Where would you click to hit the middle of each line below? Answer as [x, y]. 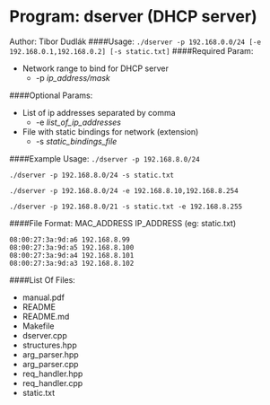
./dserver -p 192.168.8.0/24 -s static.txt [92, 175]
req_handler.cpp [52, 383]
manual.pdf [44, 297]
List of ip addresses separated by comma [99, 112]
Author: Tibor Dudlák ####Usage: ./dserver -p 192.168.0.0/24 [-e [135, 41]
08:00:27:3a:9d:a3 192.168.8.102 [72, 263]
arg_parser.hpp [50, 354]
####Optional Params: [51, 95]
